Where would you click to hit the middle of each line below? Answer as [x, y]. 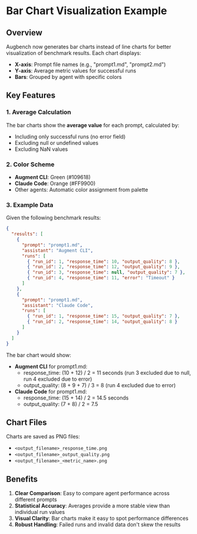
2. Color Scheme [30, 164]
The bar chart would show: [39, 355]
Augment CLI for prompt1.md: [51, 366]
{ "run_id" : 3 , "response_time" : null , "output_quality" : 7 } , [106, 272]
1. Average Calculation [39, 112]
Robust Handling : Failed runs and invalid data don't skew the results [98, 525]
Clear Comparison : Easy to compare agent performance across [92, 493]
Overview [24, 33]
